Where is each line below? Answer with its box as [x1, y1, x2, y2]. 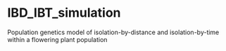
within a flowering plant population [7, 35, 108, 43]
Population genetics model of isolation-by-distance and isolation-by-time [7, 28, 220, 36]
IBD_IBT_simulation [7, 5, 121, 21]
